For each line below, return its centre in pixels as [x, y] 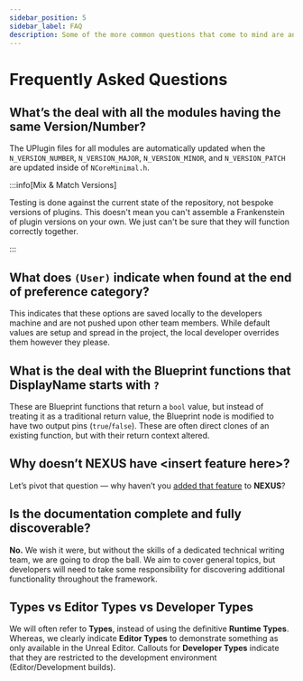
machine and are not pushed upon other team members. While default [140, 323]
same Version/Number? [78, 126]
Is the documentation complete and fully [125, 514]
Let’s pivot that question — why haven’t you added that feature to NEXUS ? [147, 486]
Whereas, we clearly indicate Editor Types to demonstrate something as [144, 638]
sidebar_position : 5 [48, 18]
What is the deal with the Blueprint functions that [150, 370]
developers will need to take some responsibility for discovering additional [147, 569]
